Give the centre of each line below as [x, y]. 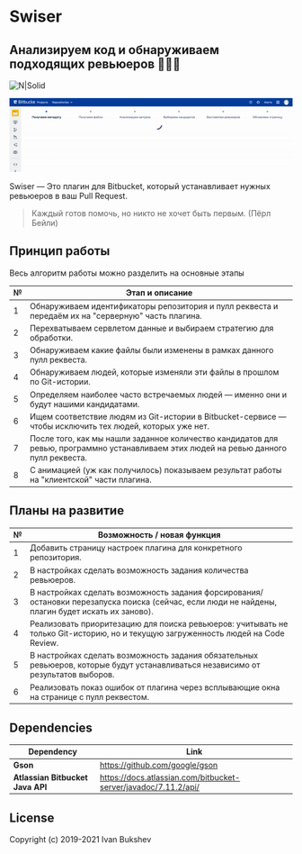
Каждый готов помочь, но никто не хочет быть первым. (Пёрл [151, 213]
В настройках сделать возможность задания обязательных [144, 656]
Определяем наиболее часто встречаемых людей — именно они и [159, 395]
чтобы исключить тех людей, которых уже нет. [120, 426]
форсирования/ [233, 592]
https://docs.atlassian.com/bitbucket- [170, 777]
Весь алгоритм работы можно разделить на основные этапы [127, 273]
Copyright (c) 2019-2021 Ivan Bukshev [80, 840]
